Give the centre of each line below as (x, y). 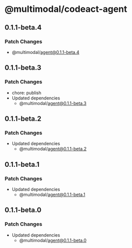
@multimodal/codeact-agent (66, 9)
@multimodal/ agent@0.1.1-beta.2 (53, 149)
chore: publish (27, 93)
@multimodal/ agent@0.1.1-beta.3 (53, 103)
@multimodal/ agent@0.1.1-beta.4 (46, 52)
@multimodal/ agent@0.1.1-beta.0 (53, 240)
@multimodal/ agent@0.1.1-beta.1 (52, 195)
